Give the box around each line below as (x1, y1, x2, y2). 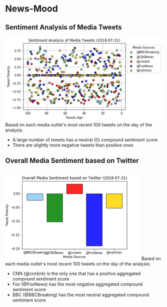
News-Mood (5, 3, 58, 14)
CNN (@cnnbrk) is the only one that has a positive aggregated (12, 270, 141, 276)
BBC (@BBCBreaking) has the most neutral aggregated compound (12, 291, 149, 297)
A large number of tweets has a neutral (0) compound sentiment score (12, 137, 158, 142)
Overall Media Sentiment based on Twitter (5, 156, 139, 165)
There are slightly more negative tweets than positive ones (12, 142, 133, 148)
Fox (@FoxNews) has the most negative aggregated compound (12, 281, 143, 287)
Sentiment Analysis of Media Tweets (5, 23, 122, 31)
